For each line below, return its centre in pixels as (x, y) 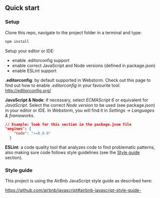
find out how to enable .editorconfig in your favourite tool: (63, 85)
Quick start (22, 8)
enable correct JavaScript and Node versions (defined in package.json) (84, 65)
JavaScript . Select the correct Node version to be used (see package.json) (80, 105)
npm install (17, 41)
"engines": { (18, 129)
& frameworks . (20, 115)
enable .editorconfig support (41, 60)
